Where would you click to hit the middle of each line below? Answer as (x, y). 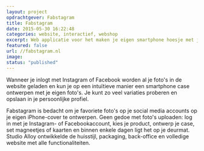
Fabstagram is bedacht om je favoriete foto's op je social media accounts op (102, 111)
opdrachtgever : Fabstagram (40, 18)
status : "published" (32, 62)
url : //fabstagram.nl (34, 51)
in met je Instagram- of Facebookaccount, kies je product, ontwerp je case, (100, 123)
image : (15, 57)
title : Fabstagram (29, 23)
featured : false (27, 46)
